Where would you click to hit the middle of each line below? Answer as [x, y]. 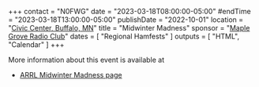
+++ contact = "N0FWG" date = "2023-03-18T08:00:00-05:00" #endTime [129, 11]
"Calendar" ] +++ [36, 45]
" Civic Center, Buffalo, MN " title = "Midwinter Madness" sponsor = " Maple [129, 28]
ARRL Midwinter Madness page [71, 75]
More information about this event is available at [86, 60]
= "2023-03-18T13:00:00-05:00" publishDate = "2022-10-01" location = [126, 20]
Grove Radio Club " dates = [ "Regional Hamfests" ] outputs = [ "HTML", [124, 36]
